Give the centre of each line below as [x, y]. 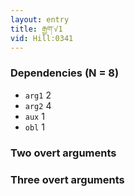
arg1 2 [38, 95]
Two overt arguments [63, 153]
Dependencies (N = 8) [65, 73]
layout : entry [40, 19]
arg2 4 [38, 105]
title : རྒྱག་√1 [36, 29]
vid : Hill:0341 [42, 38]
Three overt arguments [67, 179]
